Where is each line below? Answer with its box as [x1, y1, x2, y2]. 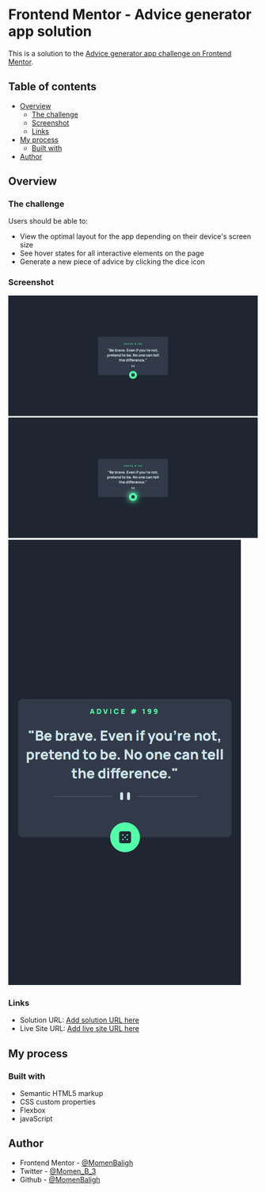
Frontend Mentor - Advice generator [8, 6, 252, 24]
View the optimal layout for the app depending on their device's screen [19, 232, 252, 241]
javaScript [19, 1114, 53, 1123]
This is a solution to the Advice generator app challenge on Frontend [8, 48, 232, 58]
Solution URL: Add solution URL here [19, 1015, 140, 1025]
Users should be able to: [8, 217, 89, 226]
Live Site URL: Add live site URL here [19, 1024, 140, 1033]
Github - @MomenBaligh [19, 1175, 101, 1184]
